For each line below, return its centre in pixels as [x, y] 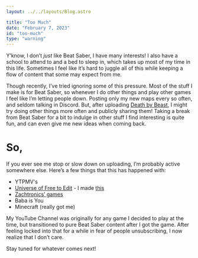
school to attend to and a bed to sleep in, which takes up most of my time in [98, 62]
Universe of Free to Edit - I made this [59, 188]
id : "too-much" [25, 33]
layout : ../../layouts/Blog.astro [49, 12]
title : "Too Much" [29, 22]
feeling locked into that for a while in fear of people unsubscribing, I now [94, 231]
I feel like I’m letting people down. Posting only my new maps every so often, [99, 99]
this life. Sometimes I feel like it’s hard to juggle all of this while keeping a [95, 68]
